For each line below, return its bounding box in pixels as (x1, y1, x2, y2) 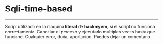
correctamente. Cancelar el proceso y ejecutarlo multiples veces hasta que (5, 29, 155, 34)
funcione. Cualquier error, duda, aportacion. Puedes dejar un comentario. (5, 33, 152, 39)
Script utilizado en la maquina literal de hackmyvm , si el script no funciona (5, 23, 155, 29)
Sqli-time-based (5, 3, 73, 14)
